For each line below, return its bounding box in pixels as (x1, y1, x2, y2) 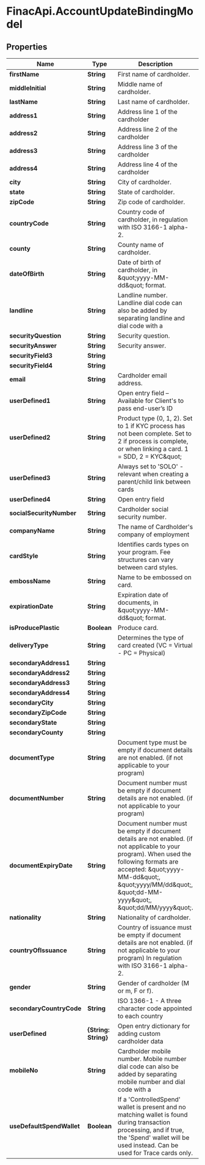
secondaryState (9, 719, 57, 727)
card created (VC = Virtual (118, 641, 193, 649)
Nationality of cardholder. (118, 913, 191, 922)
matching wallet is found (118, 1111, 188, 1119)
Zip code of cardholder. (118, 198, 185, 206)
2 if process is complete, (118, 437, 189, 445)
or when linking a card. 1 (118, 445, 189, 453)
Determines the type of (118, 634, 184, 642)
